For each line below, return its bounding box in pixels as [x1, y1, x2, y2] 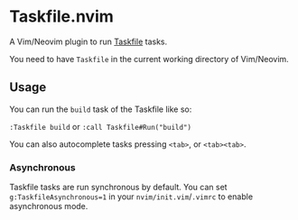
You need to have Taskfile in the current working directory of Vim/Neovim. [9, 53, 289, 64]
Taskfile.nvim [9, 6, 115, 27]
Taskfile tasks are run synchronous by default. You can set [9, 182, 228, 193]
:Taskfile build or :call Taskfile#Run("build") [9, 121, 192, 132]
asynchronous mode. [9, 201, 88, 212]
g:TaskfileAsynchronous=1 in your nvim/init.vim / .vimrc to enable [9, 191, 254, 202]
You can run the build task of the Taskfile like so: [9, 104, 192, 115]
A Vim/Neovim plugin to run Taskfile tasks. [9, 36, 168, 47]
